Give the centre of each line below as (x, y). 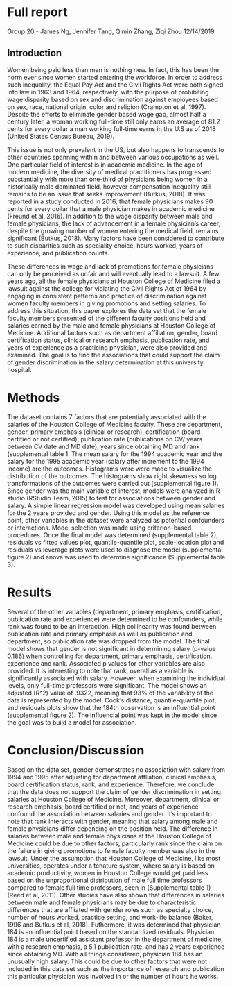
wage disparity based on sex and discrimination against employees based (113, 99)
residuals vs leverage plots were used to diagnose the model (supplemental (115, 550)
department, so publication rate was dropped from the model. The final (108, 641)
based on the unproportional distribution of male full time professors (105, 880)
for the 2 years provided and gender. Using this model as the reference (108, 513)
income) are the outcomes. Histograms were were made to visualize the (110, 469)
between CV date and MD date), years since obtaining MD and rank (104, 446)
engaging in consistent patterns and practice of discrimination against (107, 296)
